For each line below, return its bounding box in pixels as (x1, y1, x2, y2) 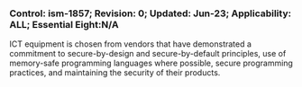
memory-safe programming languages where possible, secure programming (9, 57, 293, 69)
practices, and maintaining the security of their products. (9, 67, 221, 78)
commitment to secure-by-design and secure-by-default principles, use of (9, 48, 287, 59)
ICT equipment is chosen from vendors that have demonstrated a (9, 39, 252, 49)
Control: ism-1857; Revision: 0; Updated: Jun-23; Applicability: (9, 7, 291, 20)
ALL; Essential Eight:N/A (9, 18, 119, 30)
